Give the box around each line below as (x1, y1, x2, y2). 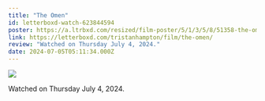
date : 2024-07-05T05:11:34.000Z (8, 48, 114, 56)
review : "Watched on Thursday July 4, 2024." (8, 41, 160, 49)
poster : (8, 26, 34, 34)
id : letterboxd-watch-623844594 (8, 19, 114, 27)
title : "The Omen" (8, 11, 69, 20)
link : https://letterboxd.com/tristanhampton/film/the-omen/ (8, 33, 214, 41)
